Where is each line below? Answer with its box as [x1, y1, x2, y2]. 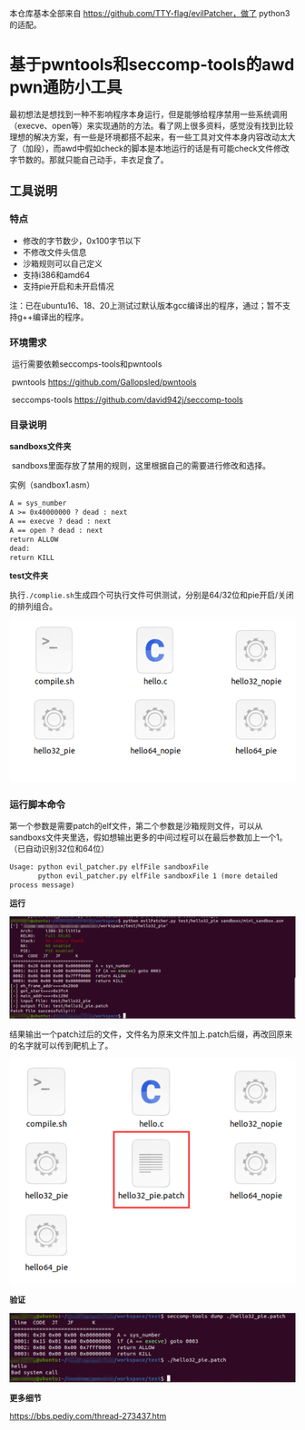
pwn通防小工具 [9, 77, 123, 98]
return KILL [9, 553, 54, 563]
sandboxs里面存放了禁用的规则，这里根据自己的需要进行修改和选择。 [11, 460, 271, 471]
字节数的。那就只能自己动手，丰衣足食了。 [9, 153, 169, 165]
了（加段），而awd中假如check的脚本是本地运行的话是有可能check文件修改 [9, 143, 290, 153]
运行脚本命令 [9, 798, 66, 811]
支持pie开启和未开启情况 [22, 281, 114, 291]
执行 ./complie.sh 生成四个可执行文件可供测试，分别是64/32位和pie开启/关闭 [9, 589, 295, 601]
